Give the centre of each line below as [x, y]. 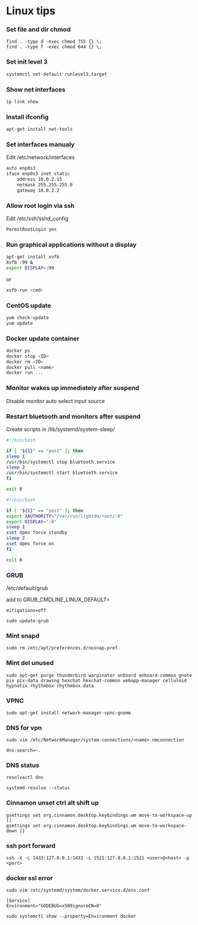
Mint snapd [23, 635]
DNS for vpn [24, 727]
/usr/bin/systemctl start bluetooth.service [62, 473]
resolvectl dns [25, 778]
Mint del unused [30, 663]
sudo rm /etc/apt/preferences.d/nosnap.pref [62, 648]
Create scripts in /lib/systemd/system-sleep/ [61, 429]
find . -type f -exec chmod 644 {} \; [54, 47]
